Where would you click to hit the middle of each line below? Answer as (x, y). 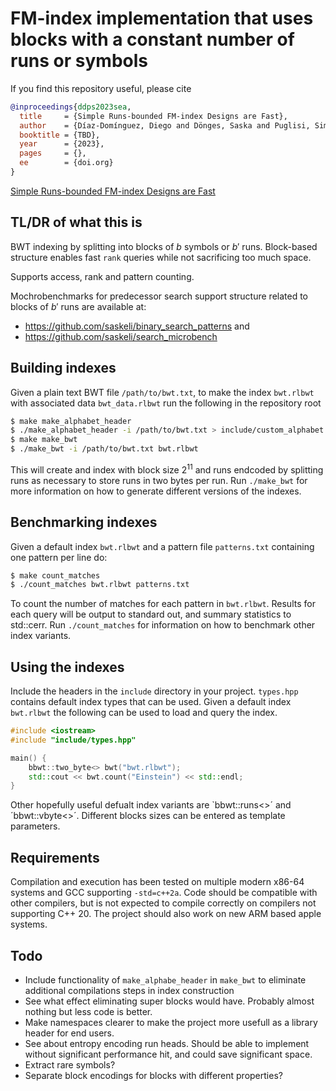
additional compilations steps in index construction (129, 990)
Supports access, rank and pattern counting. (102, 276)
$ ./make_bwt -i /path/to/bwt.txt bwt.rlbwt (104, 449)
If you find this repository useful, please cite (101, 88)
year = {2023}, (62, 144)
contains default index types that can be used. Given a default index (151, 702)
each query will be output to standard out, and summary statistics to (151, 614)
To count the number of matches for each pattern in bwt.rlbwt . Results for (163, 604)
